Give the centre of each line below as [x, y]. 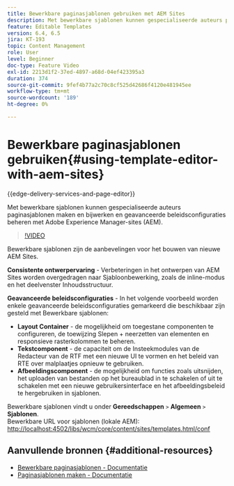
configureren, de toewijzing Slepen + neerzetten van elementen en [113, 334]
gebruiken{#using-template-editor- [113, 160]
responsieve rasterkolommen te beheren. [76, 341]
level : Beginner [31, 59]
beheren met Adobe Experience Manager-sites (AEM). [85, 222]
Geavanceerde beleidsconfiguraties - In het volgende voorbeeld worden [113, 298]
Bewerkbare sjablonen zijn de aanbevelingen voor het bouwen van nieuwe [114, 249]
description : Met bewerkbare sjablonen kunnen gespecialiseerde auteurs [115, 20]
